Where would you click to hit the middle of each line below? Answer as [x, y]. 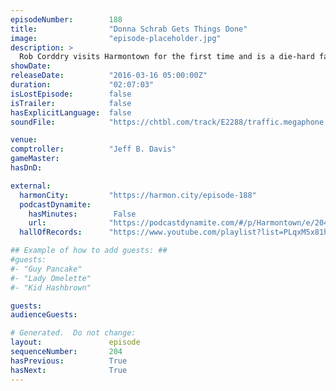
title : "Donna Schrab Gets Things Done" [129, 29]
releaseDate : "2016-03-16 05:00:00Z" [109, 76]
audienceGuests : [44, 315]
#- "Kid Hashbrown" [51, 287]
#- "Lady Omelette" [51, 278]
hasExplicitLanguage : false [71, 112]
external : [31, 186]
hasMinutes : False [82, 214]
